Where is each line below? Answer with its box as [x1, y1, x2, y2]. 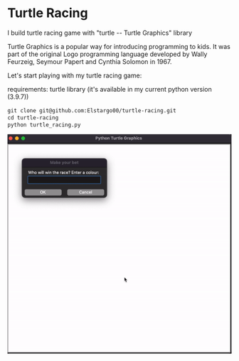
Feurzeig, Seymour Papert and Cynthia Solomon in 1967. [7, 57, 172, 65]
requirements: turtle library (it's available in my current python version [7, 85, 212, 93]
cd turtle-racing [7, 114, 59, 122]
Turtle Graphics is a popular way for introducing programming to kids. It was [7, 42, 231, 50]
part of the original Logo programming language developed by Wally [7, 50, 208, 58]
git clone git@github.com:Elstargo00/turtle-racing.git [7, 107, 176, 114]
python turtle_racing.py [7, 121, 81, 129]
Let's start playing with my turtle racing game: [7, 71, 142, 80]
